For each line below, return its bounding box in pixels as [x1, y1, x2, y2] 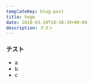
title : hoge [6, 14, 35, 20]
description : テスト [6, 25, 54, 31]
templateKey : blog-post [6, 8, 64, 15]
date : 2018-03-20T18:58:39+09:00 [6, 19, 88, 25]
